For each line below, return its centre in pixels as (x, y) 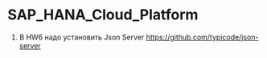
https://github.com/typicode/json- (202, 37)
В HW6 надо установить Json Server (82, 37)
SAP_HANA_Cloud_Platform (103, 15)
